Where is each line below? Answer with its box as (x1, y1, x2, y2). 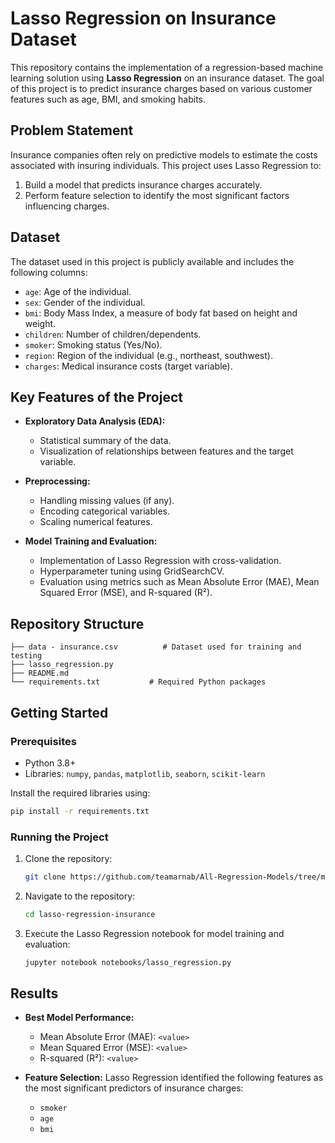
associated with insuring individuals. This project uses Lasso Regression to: (10, 159, 322, 171)
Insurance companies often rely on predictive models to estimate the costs (10, 148, 318, 161)
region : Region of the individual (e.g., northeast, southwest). (24, 349, 273, 361)
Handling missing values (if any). (39, 495, 175, 507)
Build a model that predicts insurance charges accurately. (24, 178, 263, 191)
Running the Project (10, 830, 109, 844)
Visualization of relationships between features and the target (39, 445, 294, 457)
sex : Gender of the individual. (24, 296, 146, 308)
